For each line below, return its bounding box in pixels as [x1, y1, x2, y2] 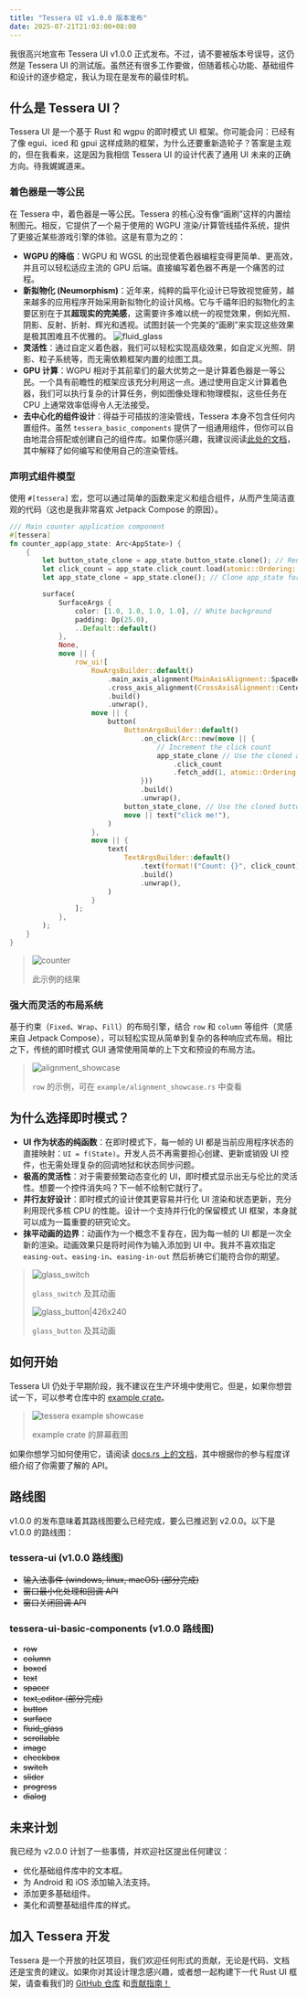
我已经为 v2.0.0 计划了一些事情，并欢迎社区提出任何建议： [9, 1845, 230, 1856]
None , [58, 641, 79, 650]
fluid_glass [22, 1723, 64, 1734]
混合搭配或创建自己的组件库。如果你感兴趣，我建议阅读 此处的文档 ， [38, 433, 295, 444]
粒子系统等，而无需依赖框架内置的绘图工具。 [38, 353, 207, 364]
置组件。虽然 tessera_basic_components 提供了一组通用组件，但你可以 [22, 422, 286, 433]
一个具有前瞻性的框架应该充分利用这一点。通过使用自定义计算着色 [38, 376, 288, 387]
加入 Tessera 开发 [9, 1928, 111, 1944]
